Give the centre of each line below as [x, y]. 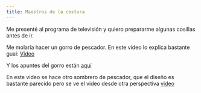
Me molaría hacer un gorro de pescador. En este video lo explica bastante [98, 47]
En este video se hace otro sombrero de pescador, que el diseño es [90, 77]
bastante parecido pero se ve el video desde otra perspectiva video [91, 83]
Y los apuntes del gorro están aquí [49, 65]
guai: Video [21, 53]
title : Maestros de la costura [46, 12]
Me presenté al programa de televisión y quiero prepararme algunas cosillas [101, 29]
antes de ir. [20, 35]
